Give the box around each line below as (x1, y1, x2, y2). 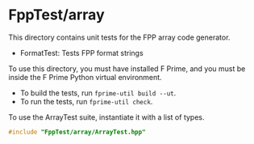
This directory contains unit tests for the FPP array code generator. (8, 32, 231, 42)
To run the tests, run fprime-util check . (19, 96, 153, 106)
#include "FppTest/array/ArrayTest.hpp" (8, 128, 147, 136)
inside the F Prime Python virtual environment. (8, 72, 163, 82)
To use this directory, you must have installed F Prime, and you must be (8, 63, 246, 74)
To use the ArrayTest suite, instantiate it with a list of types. (8, 112, 205, 122)
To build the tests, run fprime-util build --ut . (19, 87, 177, 98)
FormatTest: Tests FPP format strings (19, 48, 144, 57)
